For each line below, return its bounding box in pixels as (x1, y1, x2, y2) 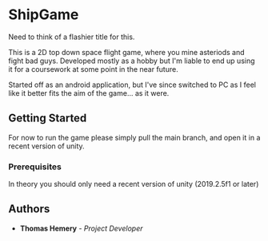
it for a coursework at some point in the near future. (8, 64, 178, 73)
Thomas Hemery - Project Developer (19, 223, 143, 233)
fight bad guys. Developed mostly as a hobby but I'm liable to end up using (8, 56, 255, 65)
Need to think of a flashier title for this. (8, 32, 135, 41)
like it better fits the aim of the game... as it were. (8, 88, 170, 97)
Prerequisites (8, 161, 62, 172)
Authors (8, 202, 50, 216)
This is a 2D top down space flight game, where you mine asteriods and (8, 47, 246, 57)
